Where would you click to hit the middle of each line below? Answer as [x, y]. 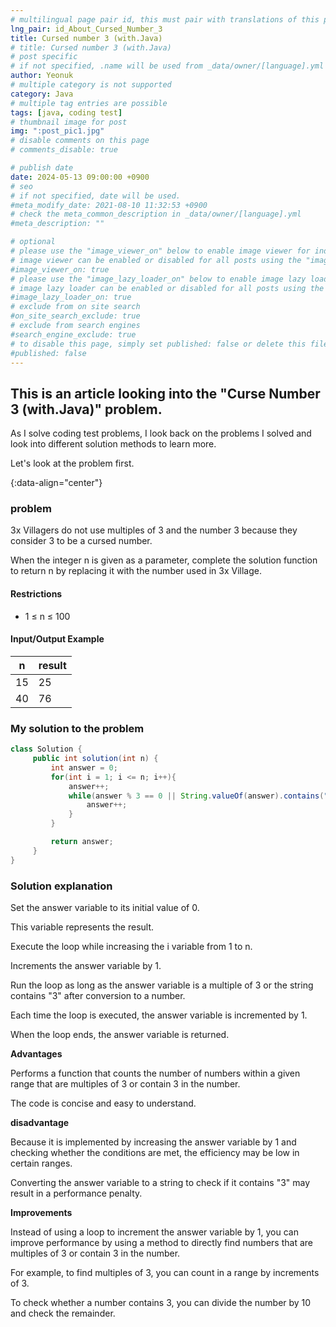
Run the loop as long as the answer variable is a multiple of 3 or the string [162, 985]
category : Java [42, 94]
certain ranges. [41, 1163]
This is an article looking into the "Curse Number [165, 393]
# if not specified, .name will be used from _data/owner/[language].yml [167, 66]
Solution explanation [61, 886]
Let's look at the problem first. [72, 463]
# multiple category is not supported [91, 85]
